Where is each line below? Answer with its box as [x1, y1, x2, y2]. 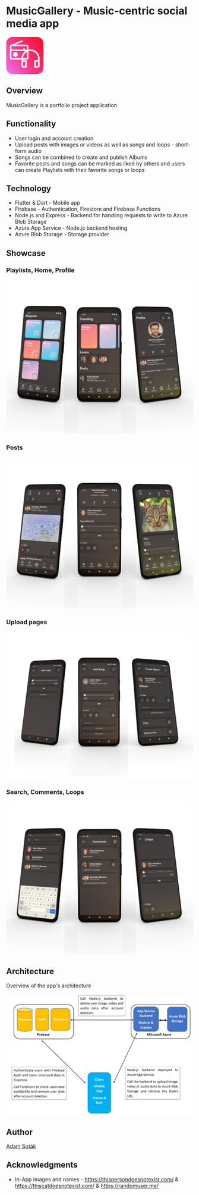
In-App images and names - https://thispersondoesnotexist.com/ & [14, 1175, 179, 1183]
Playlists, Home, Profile [6, 266, 75, 274]
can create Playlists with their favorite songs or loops [14, 166, 145, 173]
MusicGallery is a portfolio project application [6, 101, 118, 108]
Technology [6, 183, 52, 193]
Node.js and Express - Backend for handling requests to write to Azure [14, 212, 188, 219]
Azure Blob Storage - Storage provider [14, 231, 109, 238]
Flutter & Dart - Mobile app [14, 199, 80, 207]
